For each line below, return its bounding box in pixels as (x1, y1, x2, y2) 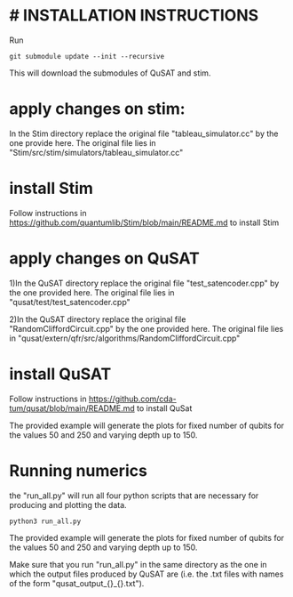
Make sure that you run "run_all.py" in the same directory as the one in (9, 559, 268, 569)
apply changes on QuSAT (9, 248, 200, 268)
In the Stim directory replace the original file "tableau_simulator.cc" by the (9, 128, 279, 139)
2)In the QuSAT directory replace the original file (9, 313, 186, 325)
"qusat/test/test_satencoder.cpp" (9, 296, 131, 307)
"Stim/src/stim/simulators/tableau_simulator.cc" (9, 147, 184, 157)
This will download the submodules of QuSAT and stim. (9, 68, 211, 78)
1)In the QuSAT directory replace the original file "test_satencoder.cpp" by (9, 278, 280, 288)
